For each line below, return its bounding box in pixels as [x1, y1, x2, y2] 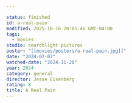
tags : [6, 31, 20, 37]
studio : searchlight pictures [6, 42, 83, 48]
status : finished [6, 14, 50, 20]
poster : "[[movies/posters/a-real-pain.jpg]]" [6, 48, 127, 55]
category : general [6, 70, 53, 76]
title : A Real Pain [6, 87, 56, 94]
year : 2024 [6, 65, 34, 71]
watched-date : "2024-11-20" [6, 59, 78, 65]
